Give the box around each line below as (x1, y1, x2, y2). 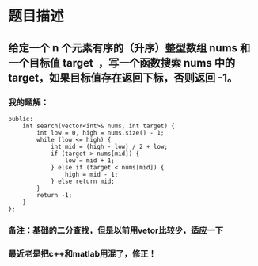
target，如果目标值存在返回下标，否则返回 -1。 (8, 70, 238, 84)
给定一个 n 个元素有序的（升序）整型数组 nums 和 (8, 41, 251, 55)
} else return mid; (50, 177, 115, 185)
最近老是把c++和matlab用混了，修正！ (8, 248, 157, 259)
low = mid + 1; (64, 156, 115, 165)
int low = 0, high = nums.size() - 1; (36, 128, 165, 137)
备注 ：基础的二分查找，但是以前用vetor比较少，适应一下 (8, 225, 224, 236)
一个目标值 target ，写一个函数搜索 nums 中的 (8, 56, 236, 70)
